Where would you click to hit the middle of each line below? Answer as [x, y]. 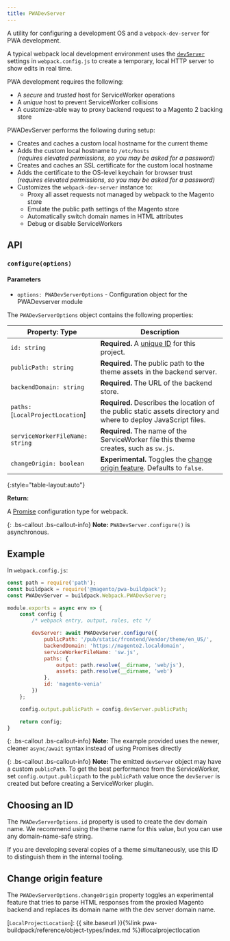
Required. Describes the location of [157, 403]
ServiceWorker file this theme [148, 440]
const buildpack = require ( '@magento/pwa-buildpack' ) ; [87, 589]
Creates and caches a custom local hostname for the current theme [112, 143]
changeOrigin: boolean [47, 464]
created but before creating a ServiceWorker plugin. [80, 784]
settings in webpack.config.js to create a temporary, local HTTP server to [111, 61]
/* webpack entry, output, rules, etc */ [92, 621]
